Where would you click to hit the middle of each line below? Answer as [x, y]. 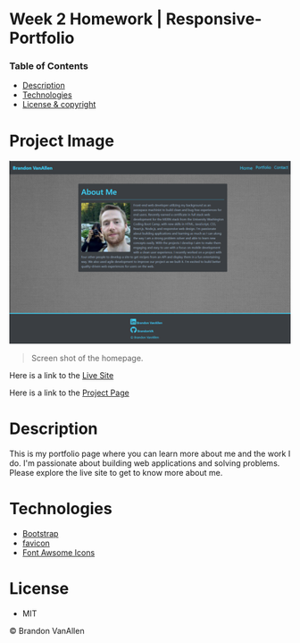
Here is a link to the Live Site [62, 376]
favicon [36, 543]
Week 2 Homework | [86, 19]
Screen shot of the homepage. [87, 359]
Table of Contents [49, 66]
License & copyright [59, 105]
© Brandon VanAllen [47, 631]
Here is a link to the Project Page [69, 393]
